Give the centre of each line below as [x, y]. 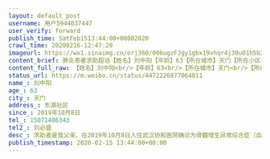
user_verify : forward [45, 31]
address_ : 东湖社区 [39, 105]
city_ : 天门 [27, 98]
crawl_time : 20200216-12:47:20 [61, 46]
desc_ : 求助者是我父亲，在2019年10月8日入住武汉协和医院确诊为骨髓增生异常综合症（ [132, 135]
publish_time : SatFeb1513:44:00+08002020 [79, 38]
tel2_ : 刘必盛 [30, 128]
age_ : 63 [23, 90]
